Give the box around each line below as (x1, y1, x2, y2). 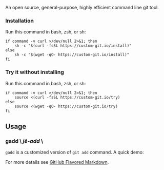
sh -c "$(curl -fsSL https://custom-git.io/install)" (14, 43, 132, 48)
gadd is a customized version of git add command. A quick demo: (5, 149, 144, 156)
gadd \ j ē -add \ (5, 137, 44, 144)
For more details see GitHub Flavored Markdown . (5, 159, 109, 165)
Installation (5, 17, 34, 24)
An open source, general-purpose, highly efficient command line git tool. (5, 5, 159, 10)
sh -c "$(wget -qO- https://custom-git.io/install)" (14, 52, 130, 58)
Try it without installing (5, 69, 64, 76)
